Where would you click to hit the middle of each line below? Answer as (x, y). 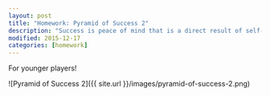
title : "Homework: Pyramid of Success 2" (79, 23)
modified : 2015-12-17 (45, 38)
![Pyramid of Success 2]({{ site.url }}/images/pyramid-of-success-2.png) (129, 84)
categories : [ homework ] (48, 46)
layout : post (30, 16)
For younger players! (43, 68)
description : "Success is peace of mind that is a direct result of (125, 30)
